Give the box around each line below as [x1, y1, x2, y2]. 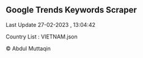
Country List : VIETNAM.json [5, 33, 78, 40]
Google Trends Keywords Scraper [5, 5, 137, 15]
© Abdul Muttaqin [5, 45, 51, 52]
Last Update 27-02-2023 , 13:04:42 [5, 21, 96, 28]
